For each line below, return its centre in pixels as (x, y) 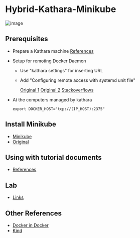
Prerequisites (27, 39)
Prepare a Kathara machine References (53, 51)
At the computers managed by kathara (52, 99)
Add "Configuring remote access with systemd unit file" (78, 80)
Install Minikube (31, 124)
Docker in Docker (30, 225)
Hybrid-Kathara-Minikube (61, 9)
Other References (33, 213)
